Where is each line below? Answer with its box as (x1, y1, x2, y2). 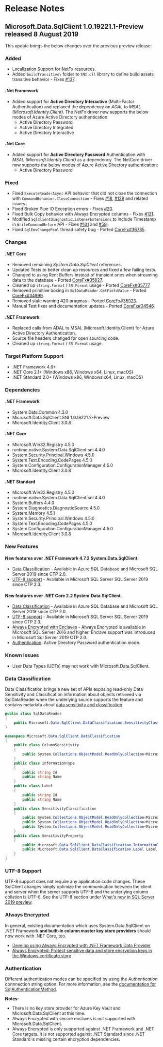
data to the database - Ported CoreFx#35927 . (12, 277, 103, 283)
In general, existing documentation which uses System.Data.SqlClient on (5, 922, 150, 929)
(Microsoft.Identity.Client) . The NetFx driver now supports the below (12, 109, 149, 115)
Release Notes (5, 3, 65, 14)
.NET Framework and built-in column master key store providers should (5, 928, 151, 933)
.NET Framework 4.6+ (12, 364, 56, 369)
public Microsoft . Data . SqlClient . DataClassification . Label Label (22, 847, 158, 852)
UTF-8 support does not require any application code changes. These (5, 878, 145, 885)
